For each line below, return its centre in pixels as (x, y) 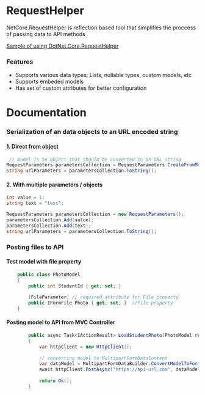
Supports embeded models (49, 82)
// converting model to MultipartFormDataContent (103, 358)
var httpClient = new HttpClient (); (85, 347)
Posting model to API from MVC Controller (61, 322)
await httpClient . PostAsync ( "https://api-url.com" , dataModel (120, 370)
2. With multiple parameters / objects (55, 185)
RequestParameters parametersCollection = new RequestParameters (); (95, 215)
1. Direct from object (33, 146)
